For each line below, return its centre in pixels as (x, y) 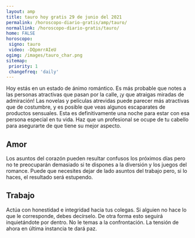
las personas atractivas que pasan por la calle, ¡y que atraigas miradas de (95, 95)
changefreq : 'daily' (34, 72)
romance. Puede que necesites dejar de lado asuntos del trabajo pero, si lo (97, 171)
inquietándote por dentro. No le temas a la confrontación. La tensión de (93, 222)
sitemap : (17, 61)
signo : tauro (25, 45)
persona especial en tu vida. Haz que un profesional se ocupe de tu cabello (97, 120)
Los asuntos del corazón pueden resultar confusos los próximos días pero (96, 159)
